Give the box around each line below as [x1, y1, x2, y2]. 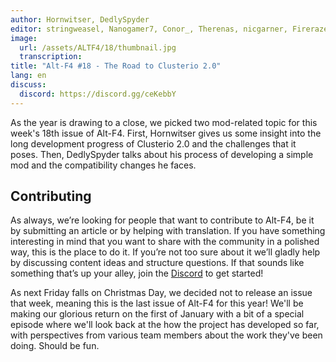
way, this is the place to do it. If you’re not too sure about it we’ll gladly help [10, 246, 321, 258]
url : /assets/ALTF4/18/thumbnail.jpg [19, 42, 177, 53]
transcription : [19, 52, 83, 62]
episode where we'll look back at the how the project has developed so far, [10, 319, 320, 331]
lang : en [10, 71, 47, 81]
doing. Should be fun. [10, 340, 100, 352]
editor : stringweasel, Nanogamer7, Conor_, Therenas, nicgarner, [10, 24, 288, 34]
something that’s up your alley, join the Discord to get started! [10, 267, 264, 280]
